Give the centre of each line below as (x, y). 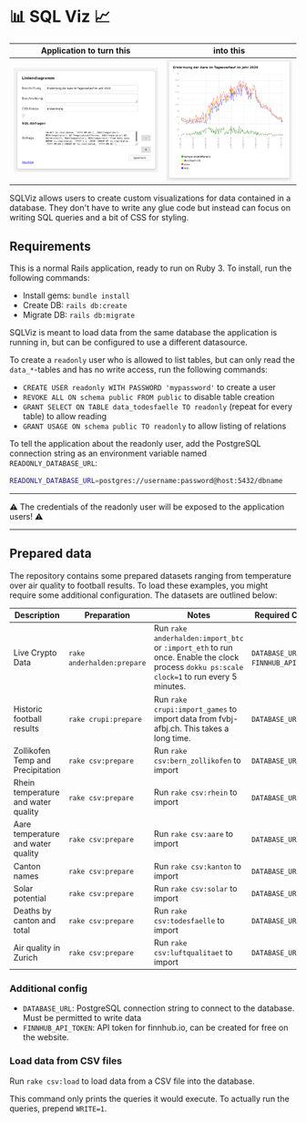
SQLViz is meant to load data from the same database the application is (143, 332)
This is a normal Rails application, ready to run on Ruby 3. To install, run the (151, 268)
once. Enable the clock (196, 657)
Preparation (107, 615)
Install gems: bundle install (76, 295)
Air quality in (37, 947)
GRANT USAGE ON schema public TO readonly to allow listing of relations (154, 426)
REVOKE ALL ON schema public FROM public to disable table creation (148, 397)
